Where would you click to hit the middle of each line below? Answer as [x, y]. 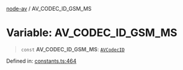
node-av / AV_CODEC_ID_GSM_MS [49, 9]
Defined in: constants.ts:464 [41, 61]
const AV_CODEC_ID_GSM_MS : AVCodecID [73, 49]
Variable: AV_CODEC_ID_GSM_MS [92, 33]
